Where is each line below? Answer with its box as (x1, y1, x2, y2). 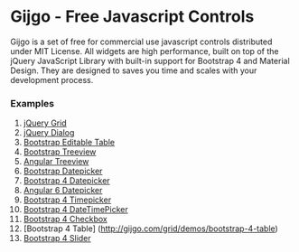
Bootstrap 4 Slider (23, 233, 91, 244)
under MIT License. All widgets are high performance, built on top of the (10, 45, 279, 56)
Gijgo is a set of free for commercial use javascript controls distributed (10, 36, 273, 47)
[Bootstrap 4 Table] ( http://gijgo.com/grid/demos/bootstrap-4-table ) (23, 223, 278, 234)
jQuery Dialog (23, 127, 75, 138)
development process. (10, 74, 94, 85)
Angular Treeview (23, 156, 89, 167)
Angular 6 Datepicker (23, 185, 103, 196)
